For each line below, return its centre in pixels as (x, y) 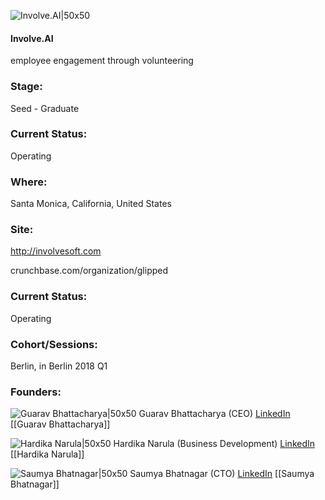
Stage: (26, 87)
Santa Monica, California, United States (91, 204)
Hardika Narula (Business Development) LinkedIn (214, 444)
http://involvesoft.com (56, 251)
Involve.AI (32, 38)
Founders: (36, 392)
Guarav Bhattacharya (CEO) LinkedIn (214, 414)
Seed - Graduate (45, 108)
